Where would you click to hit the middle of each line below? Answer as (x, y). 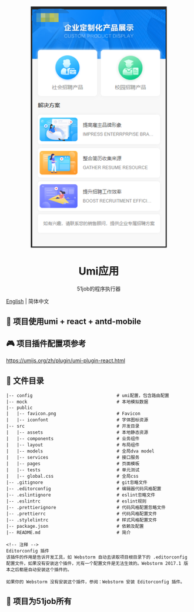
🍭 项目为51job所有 (39, 601)
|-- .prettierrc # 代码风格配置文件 (82, 514)
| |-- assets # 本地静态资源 (77, 432)
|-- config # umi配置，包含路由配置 (88, 395)
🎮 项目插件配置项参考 (46, 343)
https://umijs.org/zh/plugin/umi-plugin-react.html (66, 360)
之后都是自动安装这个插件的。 (41, 570)
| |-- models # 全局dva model (80, 451)
